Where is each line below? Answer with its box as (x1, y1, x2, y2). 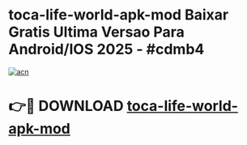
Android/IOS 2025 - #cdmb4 (8, 41, 205, 58)
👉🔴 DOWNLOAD (8, 97, 124, 115)
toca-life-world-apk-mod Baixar (8, 6, 229, 24)
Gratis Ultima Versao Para (8, 23, 185, 41)
